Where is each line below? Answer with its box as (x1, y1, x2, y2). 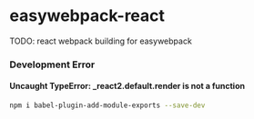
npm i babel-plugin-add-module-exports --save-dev (9, 101, 206, 110)
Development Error (9, 58, 96, 71)
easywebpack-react (9, 5, 166, 26)
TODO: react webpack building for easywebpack (9, 35, 193, 46)
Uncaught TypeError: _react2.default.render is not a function (9, 81, 246, 92)
